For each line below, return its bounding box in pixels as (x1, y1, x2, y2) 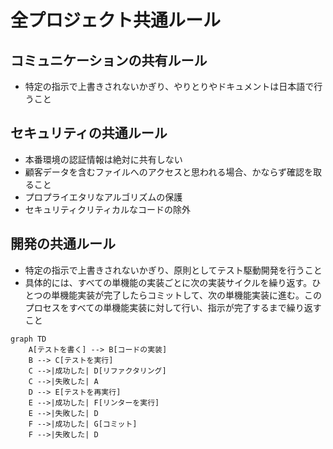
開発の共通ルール (10, 236, 116, 253)
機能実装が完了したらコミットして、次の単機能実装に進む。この (59, 289, 323, 301)
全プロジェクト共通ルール (10, 9, 222, 32)
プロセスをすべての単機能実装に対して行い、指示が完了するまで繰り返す (24, 301, 322, 313)
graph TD (10, 334, 47, 344)
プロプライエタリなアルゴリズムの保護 (24, 191, 183, 203)
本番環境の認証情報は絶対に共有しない (24, 153, 183, 165)
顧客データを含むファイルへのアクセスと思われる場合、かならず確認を (24, 166, 314, 178)
